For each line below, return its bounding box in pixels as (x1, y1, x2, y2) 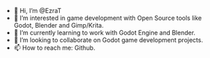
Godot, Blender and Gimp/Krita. (13, 21, 104, 29)
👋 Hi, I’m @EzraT (13, 7, 62, 14)
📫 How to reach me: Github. (13, 43, 96, 52)
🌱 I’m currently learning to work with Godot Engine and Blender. (13, 28, 196, 37)
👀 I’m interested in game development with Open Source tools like (13, 14, 202, 22)
